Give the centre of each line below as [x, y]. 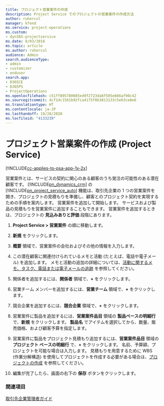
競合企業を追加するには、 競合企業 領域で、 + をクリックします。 [77, 306]
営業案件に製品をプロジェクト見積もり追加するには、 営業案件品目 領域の [86, 338]
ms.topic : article [24, 46]
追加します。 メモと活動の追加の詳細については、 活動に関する [86, 262]
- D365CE [14, 82]
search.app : [18, 77]
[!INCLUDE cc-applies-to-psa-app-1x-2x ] [46, 168]
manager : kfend [21, 23]
